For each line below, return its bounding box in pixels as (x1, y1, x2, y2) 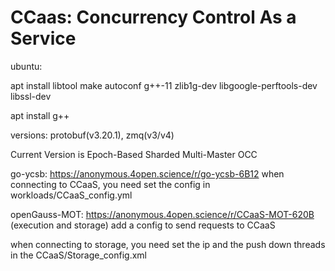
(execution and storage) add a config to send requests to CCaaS (10, 219, 276, 231)
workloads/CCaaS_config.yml (10, 189, 133, 201)
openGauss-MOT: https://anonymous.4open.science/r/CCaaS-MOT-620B (10, 208, 315, 220)
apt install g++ (10, 109, 70, 121)
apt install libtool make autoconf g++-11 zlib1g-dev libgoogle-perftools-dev (10, 79, 318, 91)
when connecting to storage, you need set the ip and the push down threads (10, 238, 326, 250)
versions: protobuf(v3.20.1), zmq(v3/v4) (10, 129, 175, 141)
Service (10, 27, 77, 50)
